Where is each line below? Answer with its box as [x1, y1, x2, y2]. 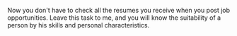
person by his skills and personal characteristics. [7, 21, 150, 29]
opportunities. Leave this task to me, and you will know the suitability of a [7, 13, 221, 22]
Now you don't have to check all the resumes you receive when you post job [7, 6, 231, 14]
